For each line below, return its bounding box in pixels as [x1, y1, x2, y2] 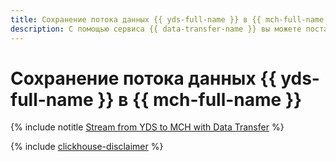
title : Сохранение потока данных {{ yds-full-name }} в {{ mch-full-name [10, 14, 325, 25]
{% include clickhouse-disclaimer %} [10, 141, 164, 153]
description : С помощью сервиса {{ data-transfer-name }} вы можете [10, 24, 302, 34]
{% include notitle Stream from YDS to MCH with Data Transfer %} [10, 121, 285, 133]
